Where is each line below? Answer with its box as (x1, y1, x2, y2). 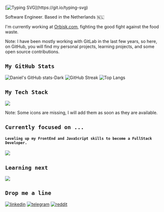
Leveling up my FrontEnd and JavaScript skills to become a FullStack (5, 136, 152, 141)
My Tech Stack (5, 89, 48, 96)
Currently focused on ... (5, 124, 84, 131)
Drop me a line (5, 190, 51, 197)
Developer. (5, 140, 27, 145)
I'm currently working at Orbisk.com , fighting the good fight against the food (5, 24, 159, 29)
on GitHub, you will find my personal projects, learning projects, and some (5, 44, 155, 49)
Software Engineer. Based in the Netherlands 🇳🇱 (5, 14, 105, 19)
